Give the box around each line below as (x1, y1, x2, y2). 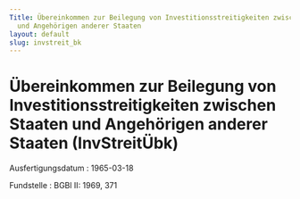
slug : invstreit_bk (9, 37, 82, 47)
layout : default (9, 29, 70, 38)
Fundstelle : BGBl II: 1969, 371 (9, 180, 118, 191)
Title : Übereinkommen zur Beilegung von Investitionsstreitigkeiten (9, 12, 270, 22)
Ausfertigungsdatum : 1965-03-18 (9, 162, 134, 174)
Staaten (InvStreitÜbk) (9, 133, 179, 153)
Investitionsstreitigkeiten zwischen (9, 95, 277, 116)
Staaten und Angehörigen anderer (9, 114, 268, 135)
